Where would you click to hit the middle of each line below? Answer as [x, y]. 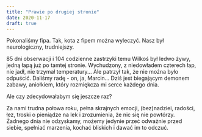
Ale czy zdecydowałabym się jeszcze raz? [59, 97]
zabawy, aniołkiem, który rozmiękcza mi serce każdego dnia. [83, 85]
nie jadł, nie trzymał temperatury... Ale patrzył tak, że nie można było [92, 72]
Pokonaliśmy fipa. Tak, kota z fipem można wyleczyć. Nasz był [85, 41]
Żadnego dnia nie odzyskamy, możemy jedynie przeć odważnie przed [94, 121]
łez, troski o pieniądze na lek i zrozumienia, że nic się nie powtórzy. [91, 115]
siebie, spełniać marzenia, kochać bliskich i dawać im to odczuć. [88, 128]
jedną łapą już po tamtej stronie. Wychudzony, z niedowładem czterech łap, [101, 65]
